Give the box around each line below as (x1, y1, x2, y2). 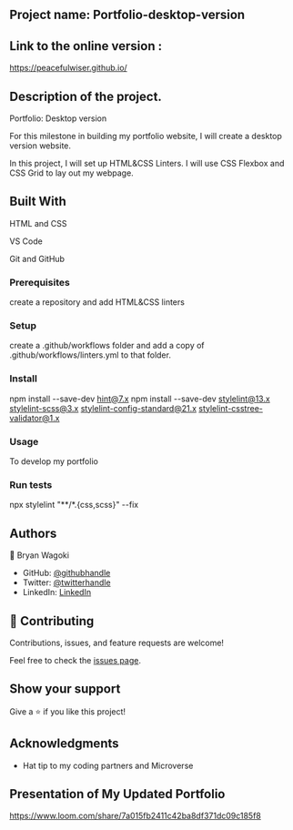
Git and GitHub (9, 253, 66, 264)
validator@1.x (9, 412, 60, 423)
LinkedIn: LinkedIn (22, 587, 92, 598)
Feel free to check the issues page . (9, 654, 141, 665)
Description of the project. (9, 88, 162, 104)
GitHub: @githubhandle (22, 568, 111, 579)
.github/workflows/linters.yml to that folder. (9, 349, 171, 360)
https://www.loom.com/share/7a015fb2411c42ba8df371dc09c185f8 (9, 810, 262, 822)
